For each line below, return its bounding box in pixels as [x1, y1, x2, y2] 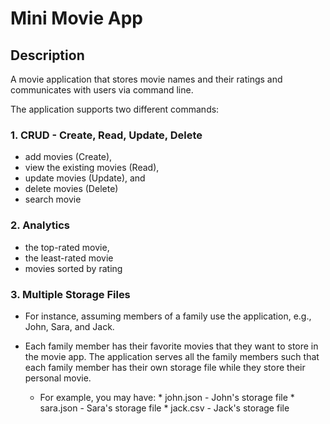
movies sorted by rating [24, 262, 123, 274]
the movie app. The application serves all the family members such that [24, 350, 320, 362]
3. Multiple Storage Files [10, 287, 131, 301]
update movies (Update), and [24, 172, 146, 184]
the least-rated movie [24, 252, 114, 264]
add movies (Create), [24, 151, 113, 163]
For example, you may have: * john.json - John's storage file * [39, 391, 295, 403]
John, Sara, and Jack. [24, 320, 115, 332]
